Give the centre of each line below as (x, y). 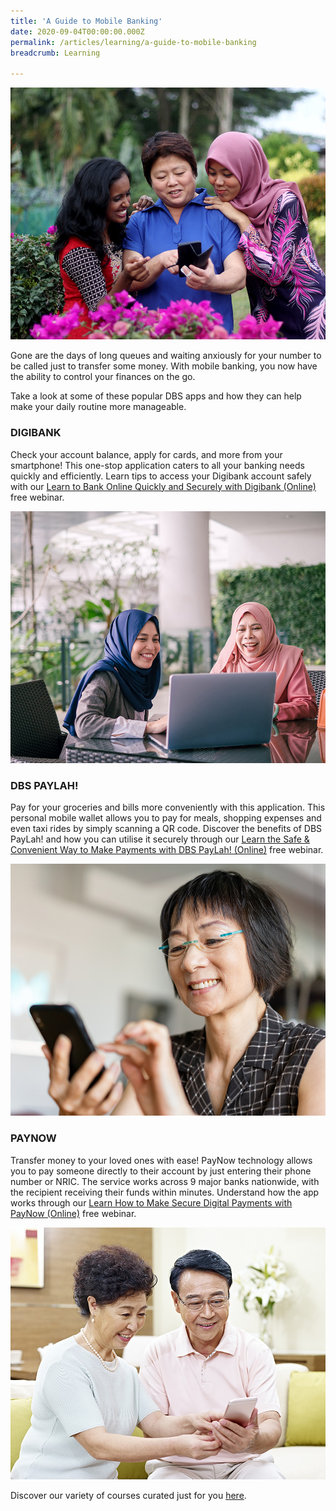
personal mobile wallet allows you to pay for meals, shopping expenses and (166, 818)
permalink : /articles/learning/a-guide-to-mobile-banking (133, 42)
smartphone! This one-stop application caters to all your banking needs (157, 465)
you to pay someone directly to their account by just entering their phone (161, 1171)
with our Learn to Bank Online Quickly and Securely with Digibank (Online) (163, 486)
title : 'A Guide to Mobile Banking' (86, 21)
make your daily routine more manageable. (98, 407)
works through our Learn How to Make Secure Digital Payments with (151, 1202)
